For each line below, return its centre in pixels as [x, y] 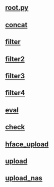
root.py [17, 8]
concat [16, 25]
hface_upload [27, 144]
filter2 [15, 59]
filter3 [15, 76]
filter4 [15, 93]
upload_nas [24, 178]
